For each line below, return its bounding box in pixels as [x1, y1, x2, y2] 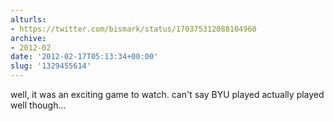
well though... [10, 99, 67, 111]
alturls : [10, 14, 47, 25]
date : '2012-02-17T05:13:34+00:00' [10, 52, 159, 62]
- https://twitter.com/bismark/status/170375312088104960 [10, 24, 257, 34]
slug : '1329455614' [10, 61, 92, 71]
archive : [10, 33, 47, 43]
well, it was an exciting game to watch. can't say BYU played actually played [10, 89, 325, 100]
